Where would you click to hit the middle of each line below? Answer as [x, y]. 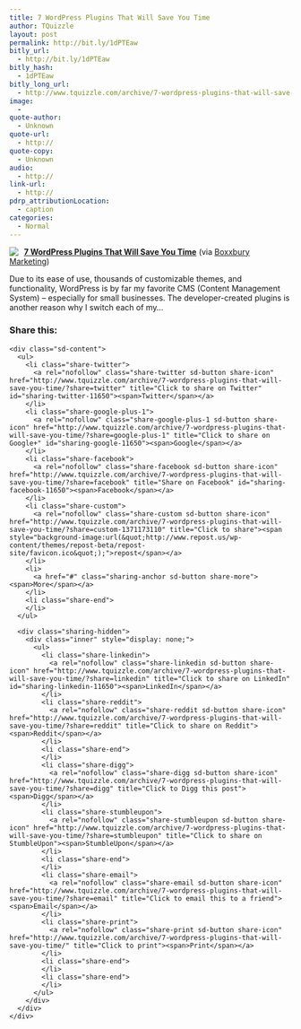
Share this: [34, 330]
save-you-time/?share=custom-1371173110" [88, 529]
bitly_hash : [31, 68]
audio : [21, 168]
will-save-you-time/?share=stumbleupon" [86, 835]
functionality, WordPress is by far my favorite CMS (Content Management [145, 288]
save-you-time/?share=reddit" [66, 726]
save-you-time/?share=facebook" [69, 482]
